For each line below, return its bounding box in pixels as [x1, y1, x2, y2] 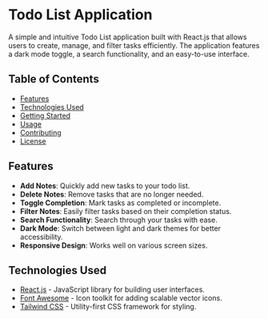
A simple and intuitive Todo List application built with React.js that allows [8, 32, 247, 42]
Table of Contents [8, 72, 100, 86]
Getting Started [19, 111, 70, 120]
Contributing [19, 127, 62, 137]
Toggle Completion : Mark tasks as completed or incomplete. [19, 198, 222, 208]
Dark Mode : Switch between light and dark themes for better [19, 223, 222, 233]
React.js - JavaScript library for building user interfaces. [19, 285, 206, 294]
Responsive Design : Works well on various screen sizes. [19, 240, 208, 250]
